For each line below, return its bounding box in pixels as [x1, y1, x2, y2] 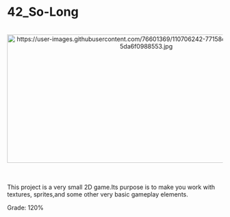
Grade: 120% [7, 203, 44, 212]
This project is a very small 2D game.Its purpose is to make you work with [7, 183, 216, 191]
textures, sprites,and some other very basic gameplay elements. [7, 190, 188, 199]
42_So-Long [7, 4, 79, 20]
